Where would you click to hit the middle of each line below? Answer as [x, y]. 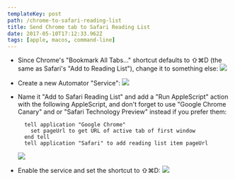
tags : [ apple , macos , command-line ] [61, 40]
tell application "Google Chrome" [75, 125]
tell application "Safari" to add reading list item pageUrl [116, 143]
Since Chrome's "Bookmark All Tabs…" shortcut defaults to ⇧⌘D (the [120, 60]
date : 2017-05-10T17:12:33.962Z [55, 34]
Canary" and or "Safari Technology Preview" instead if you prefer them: [122, 112]
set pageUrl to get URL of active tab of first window [113, 131]
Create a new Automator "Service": [69, 83]
